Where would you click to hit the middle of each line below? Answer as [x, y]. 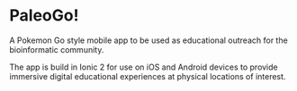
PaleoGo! [44, 16]
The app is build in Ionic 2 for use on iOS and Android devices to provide [144, 67]
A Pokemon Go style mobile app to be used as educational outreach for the [148, 40]
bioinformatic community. [57, 49]
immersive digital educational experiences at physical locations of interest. [148, 76]
